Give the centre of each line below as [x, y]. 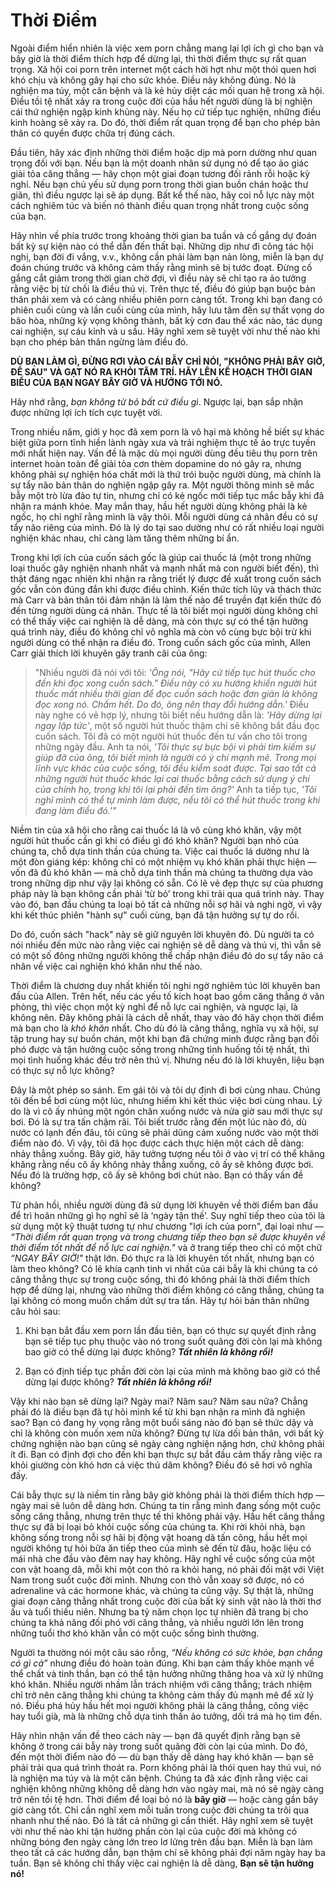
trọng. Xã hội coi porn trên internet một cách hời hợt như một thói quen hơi [163, 69]
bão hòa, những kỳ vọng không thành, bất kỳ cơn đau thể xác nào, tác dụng [166, 320]
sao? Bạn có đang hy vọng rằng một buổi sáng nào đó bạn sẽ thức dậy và [162, 1422]
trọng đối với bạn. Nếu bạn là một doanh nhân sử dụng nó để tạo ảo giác [160, 163]
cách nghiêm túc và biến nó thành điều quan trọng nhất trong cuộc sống [160, 205]
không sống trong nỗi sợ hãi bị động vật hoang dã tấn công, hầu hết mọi [159, 1537]
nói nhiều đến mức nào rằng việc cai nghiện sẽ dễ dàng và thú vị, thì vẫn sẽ [166, 945]
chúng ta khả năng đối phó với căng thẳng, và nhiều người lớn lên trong [157, 1622]
